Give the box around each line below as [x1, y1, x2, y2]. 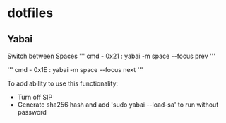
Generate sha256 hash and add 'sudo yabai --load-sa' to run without [17, 100, 219, 109]
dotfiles [7, 5, 54, 21]
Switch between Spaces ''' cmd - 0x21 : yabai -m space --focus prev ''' [7, 52, 215, 60]
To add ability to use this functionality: [7, 79, 119, 88]
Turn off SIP [17, 93, 53, 101]
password [17, 108, 47, 116]
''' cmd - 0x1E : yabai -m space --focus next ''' [7, 66, 143, 74]
